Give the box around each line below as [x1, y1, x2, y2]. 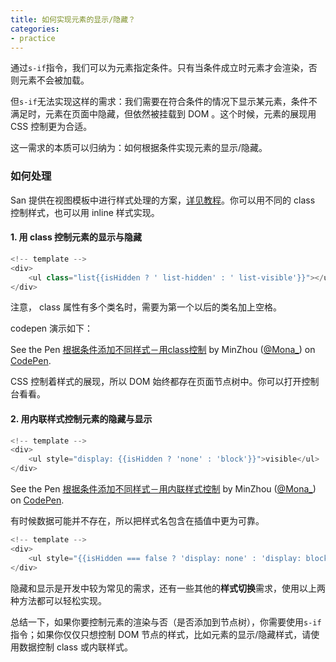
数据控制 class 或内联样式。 [18, 641, 133, 653]
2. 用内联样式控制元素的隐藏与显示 [10, 412, 153, 425]
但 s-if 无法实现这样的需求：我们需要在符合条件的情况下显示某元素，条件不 [10, 96, 318, 108]
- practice [10, 33, 56, 43]
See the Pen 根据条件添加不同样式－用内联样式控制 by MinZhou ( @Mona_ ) [10, 483, 317, 495]
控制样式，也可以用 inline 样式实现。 [10, 206, 160, 218]
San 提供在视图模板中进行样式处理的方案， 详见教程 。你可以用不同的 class [10, 194, 316, 206]
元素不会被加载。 [18, 74, 90, 86]
